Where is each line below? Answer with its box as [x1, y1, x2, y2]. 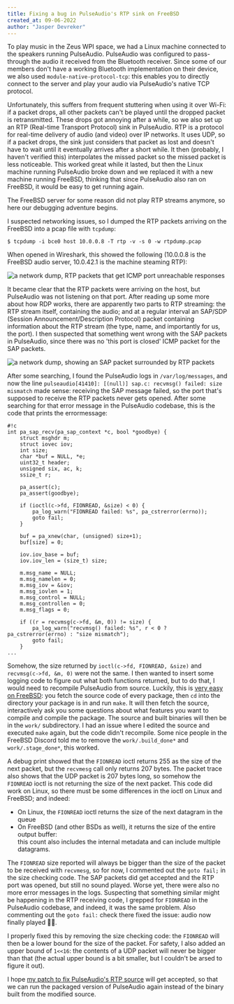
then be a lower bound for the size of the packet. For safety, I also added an [7, 940, 226, 948]
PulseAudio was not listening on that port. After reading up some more [7, 292, 210, 301]
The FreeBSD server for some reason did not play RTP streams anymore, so [7, 196, 226, 205]
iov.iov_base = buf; [20, 551, 80, 558]
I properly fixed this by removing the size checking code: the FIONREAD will [7, 932, 220, 940]
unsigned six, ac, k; [20, 465, 82, 473]
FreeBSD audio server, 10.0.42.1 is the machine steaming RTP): [7, 258, 187, 266]
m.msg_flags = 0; [20, 607, 71, 614]
